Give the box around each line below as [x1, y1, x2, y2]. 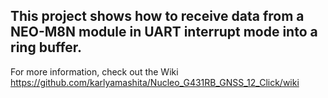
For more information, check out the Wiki [10, 65, 179, 78]
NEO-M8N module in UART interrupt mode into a [10, 24, 318, 41]
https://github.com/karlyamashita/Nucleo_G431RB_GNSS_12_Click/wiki [10, 76, 300, 88]
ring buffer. [10, 39, 83, 56]
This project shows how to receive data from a [10, 8, 305, 25]
